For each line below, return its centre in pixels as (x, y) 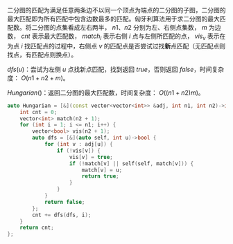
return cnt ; (37, 228)
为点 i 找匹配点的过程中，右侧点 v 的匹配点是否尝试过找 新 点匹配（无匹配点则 (116, 46)
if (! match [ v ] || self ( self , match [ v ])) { (131, 163)
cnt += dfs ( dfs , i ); (62, 215)
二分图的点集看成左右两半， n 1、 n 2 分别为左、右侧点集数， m (119, 27)
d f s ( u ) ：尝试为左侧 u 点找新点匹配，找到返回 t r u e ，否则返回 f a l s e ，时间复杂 (115, 69)
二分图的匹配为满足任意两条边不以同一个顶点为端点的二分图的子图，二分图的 (116, 10)
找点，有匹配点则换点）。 (42, 55)
